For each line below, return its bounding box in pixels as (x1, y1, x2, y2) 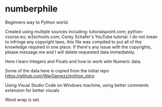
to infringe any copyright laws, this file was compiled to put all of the (5, 39, 142, 44)
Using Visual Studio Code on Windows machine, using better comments (5, 82, 149, 88)
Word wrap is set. (5, 96, 40, 102)
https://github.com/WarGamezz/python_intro (5, 73, 95, 79)
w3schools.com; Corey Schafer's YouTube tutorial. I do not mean (27, 34, 158, 40)
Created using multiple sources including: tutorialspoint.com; (5, 28, 127, 34)
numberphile (5, 3, 58, 14)
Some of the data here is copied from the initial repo (5, 67, 109, 73)
